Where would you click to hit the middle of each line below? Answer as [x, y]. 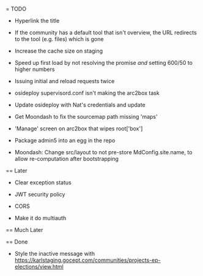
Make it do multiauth [40, 218]
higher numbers [35, 69]
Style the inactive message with [55, 254]
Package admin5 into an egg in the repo [65, 140]
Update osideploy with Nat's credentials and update [80, 105]
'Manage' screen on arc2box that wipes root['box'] [79, 129]
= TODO [16, 9]
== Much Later [24, 230]
